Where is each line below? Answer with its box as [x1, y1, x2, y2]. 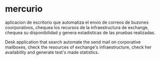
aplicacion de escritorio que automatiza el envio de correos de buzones [5, 19, 149, 25]
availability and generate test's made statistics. [5, 49, 99, 55]
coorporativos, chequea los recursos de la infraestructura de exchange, [5, 24, 149, 30]
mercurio [5, 3, 43, 15]
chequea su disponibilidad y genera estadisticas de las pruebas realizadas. [5, 30, 156, 35]
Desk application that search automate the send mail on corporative [5, 39, 141, 45]
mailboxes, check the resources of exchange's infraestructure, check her [5, 44, 152, 50]
